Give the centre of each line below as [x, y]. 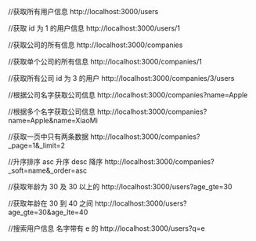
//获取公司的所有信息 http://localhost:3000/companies [96, 45]
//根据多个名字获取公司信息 [52, 111]
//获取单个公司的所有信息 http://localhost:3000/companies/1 [105, 62]
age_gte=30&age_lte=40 [48, 212]
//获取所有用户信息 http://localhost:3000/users [83, 11]
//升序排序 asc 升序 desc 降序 [56, 162]
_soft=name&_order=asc [48, 170]
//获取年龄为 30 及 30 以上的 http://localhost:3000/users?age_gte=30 [120, 186]
